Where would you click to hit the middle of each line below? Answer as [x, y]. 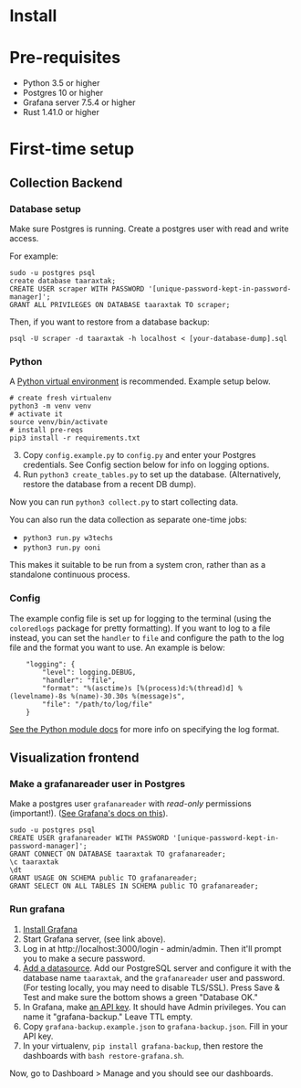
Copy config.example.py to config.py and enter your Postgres [139, 455]
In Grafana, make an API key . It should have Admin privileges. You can [154, 1007]
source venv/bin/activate [58, 422]
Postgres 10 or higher [63, 93]
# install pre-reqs [47, 431]
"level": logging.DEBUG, [89, 672]
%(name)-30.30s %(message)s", [128, 696]
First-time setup [72, 149]
